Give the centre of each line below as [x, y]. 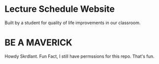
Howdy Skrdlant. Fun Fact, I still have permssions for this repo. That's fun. [79, 56]
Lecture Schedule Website [60, 9]
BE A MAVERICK [38, 43]
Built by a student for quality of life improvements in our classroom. [73, 23]
